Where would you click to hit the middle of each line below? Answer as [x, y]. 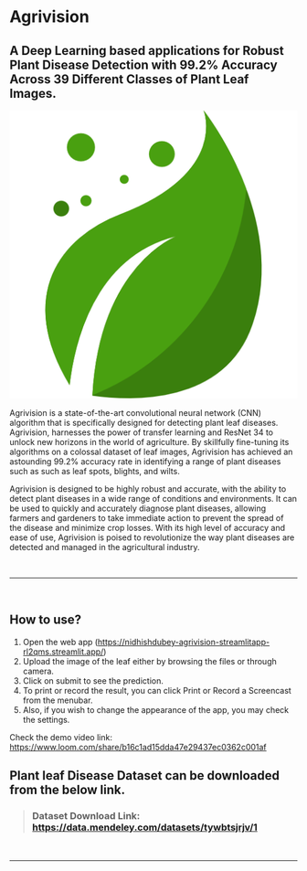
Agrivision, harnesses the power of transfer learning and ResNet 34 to [142, 432]
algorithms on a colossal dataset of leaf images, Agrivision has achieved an [151, 451]
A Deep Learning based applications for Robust [147, 51]
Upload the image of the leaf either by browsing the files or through [149, 661]
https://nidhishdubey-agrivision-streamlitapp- [184, 642]
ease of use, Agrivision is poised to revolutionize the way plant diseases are [152, 537]
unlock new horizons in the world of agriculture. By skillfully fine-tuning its [149, 442]
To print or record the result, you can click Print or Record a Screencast [157, 690]
